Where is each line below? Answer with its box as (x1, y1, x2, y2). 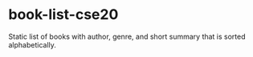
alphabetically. (8, 40, 56, 49)
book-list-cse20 (8, 6, 119, 24)
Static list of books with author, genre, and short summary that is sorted (8, 32, 247, 41)
